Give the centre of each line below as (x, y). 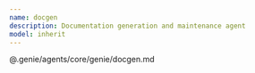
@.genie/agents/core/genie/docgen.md (82, 60)
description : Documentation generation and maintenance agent (127, 26)
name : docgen (34, 17)
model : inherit (38, 34)
